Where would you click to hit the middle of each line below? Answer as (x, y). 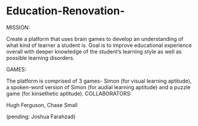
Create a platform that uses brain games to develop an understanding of (95, 39)
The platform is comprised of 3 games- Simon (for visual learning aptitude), (99, 81)
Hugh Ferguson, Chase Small (42, 105)
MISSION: (18, 27)
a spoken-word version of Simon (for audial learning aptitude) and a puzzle (98, 87)
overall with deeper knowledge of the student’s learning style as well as (94, 51)
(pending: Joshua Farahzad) (41, 116)
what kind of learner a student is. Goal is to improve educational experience (99, 45)
